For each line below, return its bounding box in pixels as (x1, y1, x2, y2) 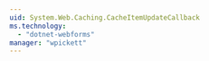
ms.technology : (9, 22, 67, 30)
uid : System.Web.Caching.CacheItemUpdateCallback (9, 13, 201, 22)
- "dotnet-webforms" (17, 30, 95, 39)
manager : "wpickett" (9, 38, 88, 48)
